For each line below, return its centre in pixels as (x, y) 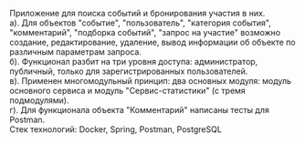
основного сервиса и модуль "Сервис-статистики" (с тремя (128, 91)
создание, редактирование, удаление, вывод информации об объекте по (152, 42)
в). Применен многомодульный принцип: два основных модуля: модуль (151, 81)
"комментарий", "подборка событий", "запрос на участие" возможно (145, 32)
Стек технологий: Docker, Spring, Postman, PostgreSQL (116, 129)
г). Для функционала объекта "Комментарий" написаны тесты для (139, 110)
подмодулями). (39, 100)
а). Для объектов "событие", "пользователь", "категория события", (141, 23)
